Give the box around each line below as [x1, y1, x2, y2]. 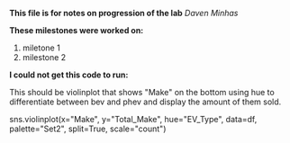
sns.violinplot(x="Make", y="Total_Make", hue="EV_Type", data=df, [9, 114, 258, 124]
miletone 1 [22, 42, 60, 53]
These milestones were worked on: [9, 25, 144, 35]
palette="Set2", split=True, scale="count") [9, 123, 167, 134]
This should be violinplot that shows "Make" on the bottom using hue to [9, 87, 275, 97]
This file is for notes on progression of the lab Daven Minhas [9, 8, 239, 18]
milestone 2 [22, 52, 67, 62]
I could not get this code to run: [9, 69, 129, 80]
